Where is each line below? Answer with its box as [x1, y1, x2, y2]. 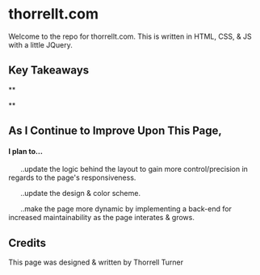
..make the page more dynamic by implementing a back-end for [19, 204, 233, 214]
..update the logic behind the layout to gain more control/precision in [19, 165, 249, 174]
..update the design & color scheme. [19, 189, 141, 198]
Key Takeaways [8, 64, 90, 77]
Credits [8, 235, 47, 250]
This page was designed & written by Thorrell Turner [8, 257, 184, 267]
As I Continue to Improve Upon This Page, [8, 124, 222, 138]
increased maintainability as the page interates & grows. [8, 213, 195, 223]
